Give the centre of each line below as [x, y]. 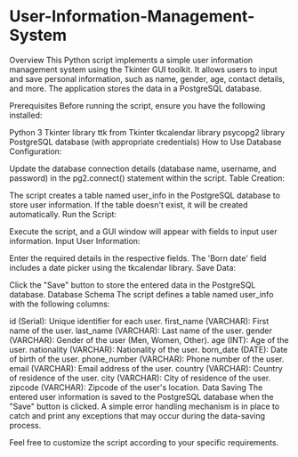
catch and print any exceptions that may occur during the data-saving [137, 415]
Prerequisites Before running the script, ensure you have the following [137, 105]
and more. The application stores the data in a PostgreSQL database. [136, 88]
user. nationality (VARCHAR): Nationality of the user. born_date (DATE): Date [149, 349]
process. [25, 425]
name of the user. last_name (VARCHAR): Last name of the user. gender [141, 331]
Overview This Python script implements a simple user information [131, 60]
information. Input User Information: [75, 241]
